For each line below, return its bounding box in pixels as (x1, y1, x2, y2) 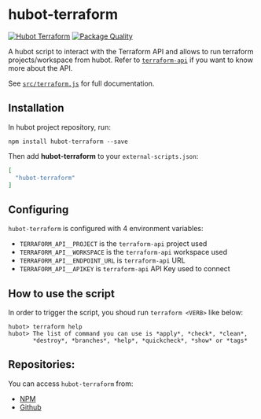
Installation (8, 101, 64, 115)
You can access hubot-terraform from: (8, 379, 134, 388)
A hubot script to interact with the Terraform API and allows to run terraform (8, 46, 254, 56)
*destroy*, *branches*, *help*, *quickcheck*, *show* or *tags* (32, 336, 248, 344)
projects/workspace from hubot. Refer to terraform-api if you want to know (8, 55, 254, 64)
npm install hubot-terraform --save (8, 138, 128, 145)
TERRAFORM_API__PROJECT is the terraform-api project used (19, 239, 208, 248)
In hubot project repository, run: (8, 122, 112, 131)
